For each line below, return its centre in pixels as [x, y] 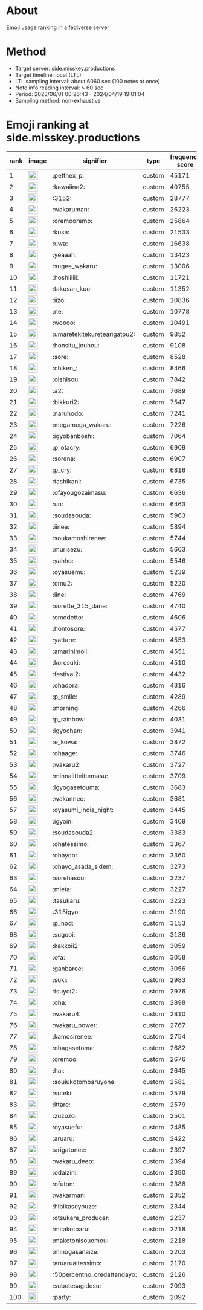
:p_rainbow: [69, 719]
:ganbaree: [68, 969]
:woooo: [64, 323]
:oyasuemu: [69, 572]
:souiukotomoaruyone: [84, 1082]
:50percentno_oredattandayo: [95, 1274]
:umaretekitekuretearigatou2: [94, 334]
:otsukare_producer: [81, 1218]
